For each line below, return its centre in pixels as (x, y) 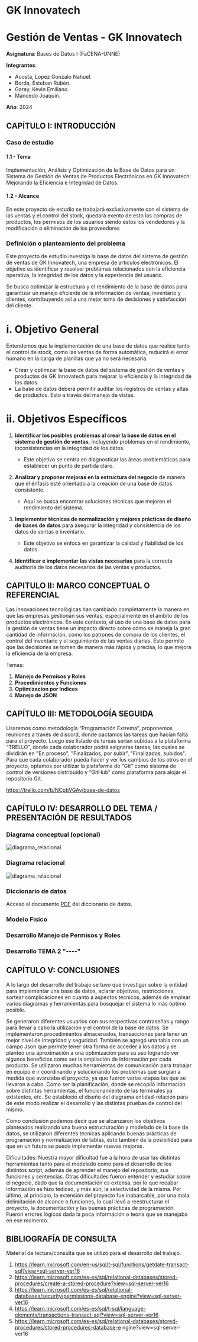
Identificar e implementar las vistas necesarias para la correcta (93, 561)
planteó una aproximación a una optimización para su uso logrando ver (92, 1052)
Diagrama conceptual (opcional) (53, 834)
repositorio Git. (24, 778)
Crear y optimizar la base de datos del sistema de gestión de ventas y (100, 370)
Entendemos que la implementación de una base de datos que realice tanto (98, 346)
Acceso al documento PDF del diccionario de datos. (69, 904)
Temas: (15, 664)
